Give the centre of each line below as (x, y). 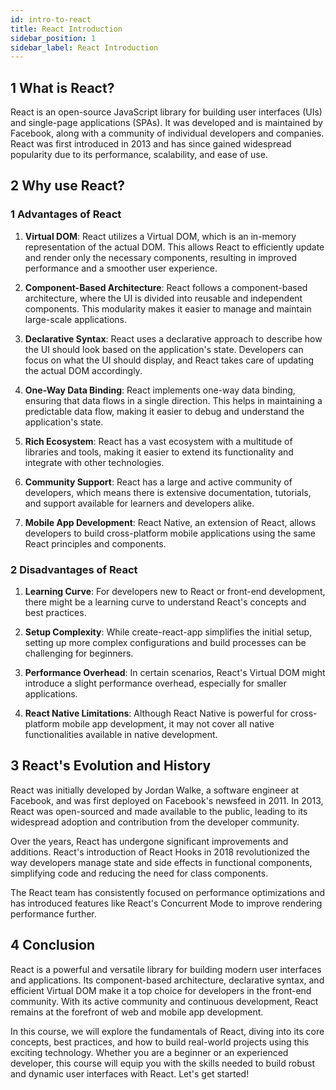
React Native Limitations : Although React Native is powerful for (156, 713)
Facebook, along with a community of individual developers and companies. (167, 133)
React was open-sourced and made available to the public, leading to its (159, 811)
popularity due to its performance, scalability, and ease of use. (139, 155)
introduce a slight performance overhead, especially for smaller (155, 683)
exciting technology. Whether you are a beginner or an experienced (149, 1052)
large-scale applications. (75, 319)
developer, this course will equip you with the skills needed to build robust (162, 1063)
